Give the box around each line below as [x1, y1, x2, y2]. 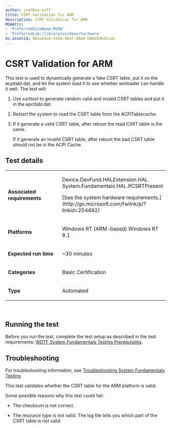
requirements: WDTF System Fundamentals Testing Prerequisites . [5, 339, 144, 345]
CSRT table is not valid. [12, 418, 62, 424]
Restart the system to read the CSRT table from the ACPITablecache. [12, 111, 157, 117]
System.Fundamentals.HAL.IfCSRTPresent [62, 182, 164, 189]
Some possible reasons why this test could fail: [5, 393, 104, 399]
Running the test [5, 320, 59, 329]
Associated [8, 188, 36, 195]
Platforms [8, 228, 32, 235]
